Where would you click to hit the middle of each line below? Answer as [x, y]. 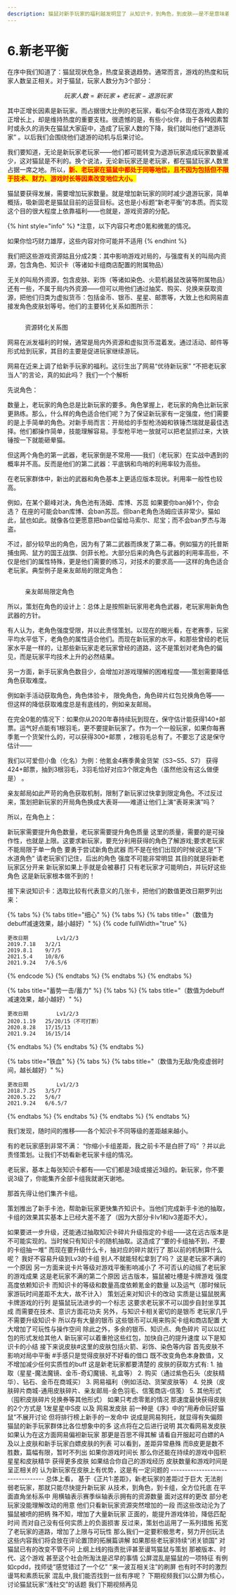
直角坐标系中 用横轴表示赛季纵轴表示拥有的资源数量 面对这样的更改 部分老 [120, 1496]
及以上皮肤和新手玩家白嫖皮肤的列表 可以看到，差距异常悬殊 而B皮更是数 [113, 1443]
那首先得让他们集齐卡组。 [44, 1193]
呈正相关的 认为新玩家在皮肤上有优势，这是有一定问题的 [88, 1470]
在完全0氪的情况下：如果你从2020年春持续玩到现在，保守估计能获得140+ [113, 719]
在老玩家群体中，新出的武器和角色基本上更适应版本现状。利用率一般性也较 [115, 478]
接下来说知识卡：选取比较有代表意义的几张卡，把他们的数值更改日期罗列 [112, 890]
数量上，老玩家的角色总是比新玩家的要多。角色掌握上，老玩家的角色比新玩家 [118, 404]
